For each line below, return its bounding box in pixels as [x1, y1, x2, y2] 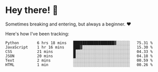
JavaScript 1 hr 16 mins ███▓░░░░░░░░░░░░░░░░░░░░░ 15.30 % [5, 44, 153, 49]
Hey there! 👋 [5, 4, 58, 16]
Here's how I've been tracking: [5, 30, 69, 36]
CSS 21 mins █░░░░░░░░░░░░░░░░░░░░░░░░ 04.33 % [5, 49, 153, 54]
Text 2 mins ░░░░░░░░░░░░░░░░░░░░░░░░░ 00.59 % [5, 57, 153, 63]
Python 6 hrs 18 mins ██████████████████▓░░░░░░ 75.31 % [5, 40, 153, 45]
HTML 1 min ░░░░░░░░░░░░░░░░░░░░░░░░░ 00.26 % [5, 62, 153, 67]
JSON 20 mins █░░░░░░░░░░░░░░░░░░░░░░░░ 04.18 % [5, 53, 153, 58]
